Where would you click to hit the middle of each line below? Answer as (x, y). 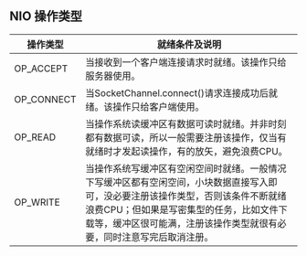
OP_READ (35, 137)
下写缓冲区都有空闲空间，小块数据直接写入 (177, 182)
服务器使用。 (113, 76)
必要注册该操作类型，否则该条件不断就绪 (200, 196)
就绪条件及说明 (189, 44)
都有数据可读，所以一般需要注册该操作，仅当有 (186, 137)
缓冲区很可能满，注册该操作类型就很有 (195, 223)
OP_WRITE (37, 202)
